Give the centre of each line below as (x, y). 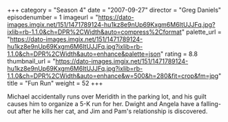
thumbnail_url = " (32, 61)
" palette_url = (201, 32)
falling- (211, 104)
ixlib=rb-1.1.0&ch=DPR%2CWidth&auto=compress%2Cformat (95, 32)
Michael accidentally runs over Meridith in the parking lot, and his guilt (107, 96)
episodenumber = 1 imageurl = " (53, 17)
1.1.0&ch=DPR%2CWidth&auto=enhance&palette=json (84, 54)
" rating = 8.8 (179, 54)
